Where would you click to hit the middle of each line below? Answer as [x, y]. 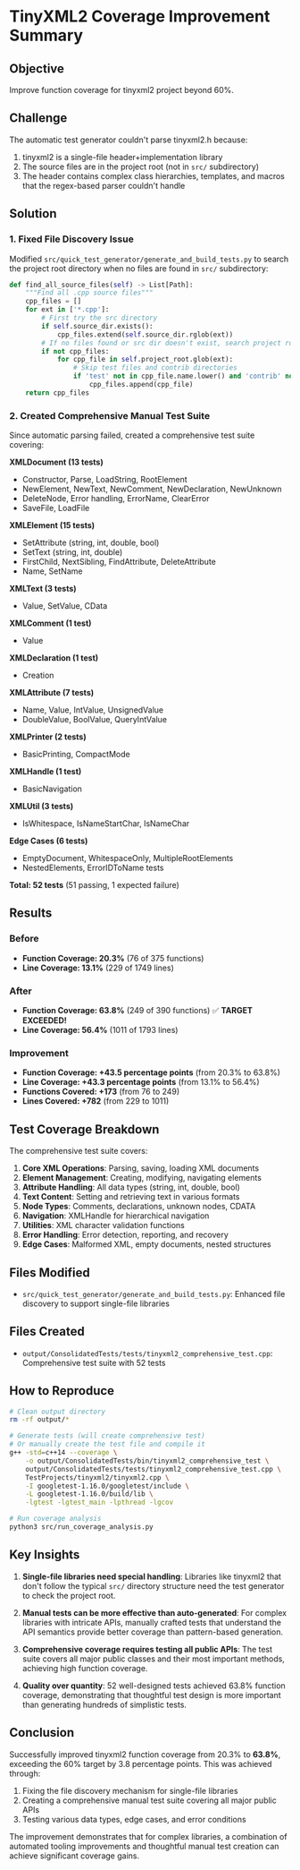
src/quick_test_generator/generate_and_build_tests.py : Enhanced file [154, 1294]
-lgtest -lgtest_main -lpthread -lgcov [100, 1503]
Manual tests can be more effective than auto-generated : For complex [154, 1612]
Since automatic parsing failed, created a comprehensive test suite [132, 435]
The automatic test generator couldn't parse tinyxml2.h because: [129, 140]
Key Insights [45, 1555]
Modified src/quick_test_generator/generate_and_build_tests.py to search [149, 259]
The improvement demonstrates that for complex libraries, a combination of [148, 1836]
